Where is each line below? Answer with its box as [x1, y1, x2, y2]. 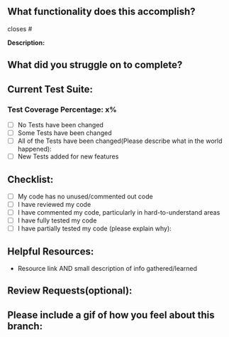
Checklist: [7, 173, 54, 186]
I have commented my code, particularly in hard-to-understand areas [17, 208, 220, 217]
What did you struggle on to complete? [7, 59, 183, 71]
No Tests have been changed [17, 120, 104, 129]
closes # [7, 24, 33, 33]
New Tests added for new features [17, 152, 119, 161]
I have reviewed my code [17, 200, 91, 209]
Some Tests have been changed [17, 128, 112, 137]
